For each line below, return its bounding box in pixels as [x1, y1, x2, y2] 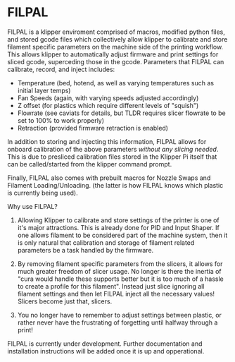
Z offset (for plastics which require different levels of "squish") [17, 101, 199, 109]
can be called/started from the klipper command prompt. [7, 159, 172, 168]
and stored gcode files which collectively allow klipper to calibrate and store [7, 35, 228, 43]
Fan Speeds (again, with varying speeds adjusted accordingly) [17, 93, 199, 102]
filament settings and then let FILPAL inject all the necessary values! [17, 289, 215, 298]
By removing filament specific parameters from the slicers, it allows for [17, 259, 223, 268]
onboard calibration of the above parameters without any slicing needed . [7, 145, 219, 153]
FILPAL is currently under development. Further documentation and [7, 339, 203, 348]
